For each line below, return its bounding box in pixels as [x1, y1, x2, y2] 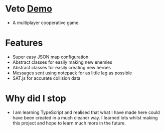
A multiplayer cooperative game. [12, 20, 80, 26]
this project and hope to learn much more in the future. [12, 120, 126, 126]
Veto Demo [5, 3, 53, 15]
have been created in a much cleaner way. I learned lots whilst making [12, 114, 158, 120]
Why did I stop [5, 93, 66, 104]
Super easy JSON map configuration [12, 54, 89, 60]
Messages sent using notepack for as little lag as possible [12, 70, 132, 76]
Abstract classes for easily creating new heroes [12, 64, 111, 70]
